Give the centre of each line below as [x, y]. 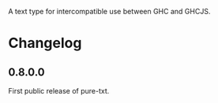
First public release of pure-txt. [59, 91]
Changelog [45, 43]
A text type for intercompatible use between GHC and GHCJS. [109, 11]
